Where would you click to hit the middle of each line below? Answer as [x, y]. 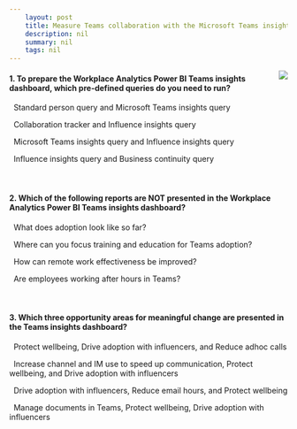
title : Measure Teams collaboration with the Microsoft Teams [142, 26]
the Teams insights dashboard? [69, 327]
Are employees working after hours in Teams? [97, 279]
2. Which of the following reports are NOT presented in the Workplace [140, 198]
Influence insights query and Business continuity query [114, 159]
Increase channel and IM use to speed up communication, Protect [133, 364]
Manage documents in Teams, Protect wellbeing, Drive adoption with [139, 407]
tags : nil [43, 50]
